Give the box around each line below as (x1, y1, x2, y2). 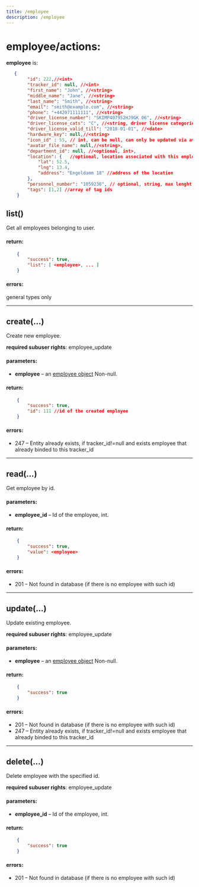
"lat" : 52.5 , (37, 159, 70, 165)
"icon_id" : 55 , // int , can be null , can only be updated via (27, 137, 187, 143)
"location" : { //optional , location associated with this (27, 154, 179, 160)
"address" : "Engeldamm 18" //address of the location (37, 170, 174, 176)
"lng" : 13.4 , (37, 164, 70, 171)
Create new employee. (6, 332, 62, 339)
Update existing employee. (6, 619, 72, 626)
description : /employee (6, 14, 65, 20)
